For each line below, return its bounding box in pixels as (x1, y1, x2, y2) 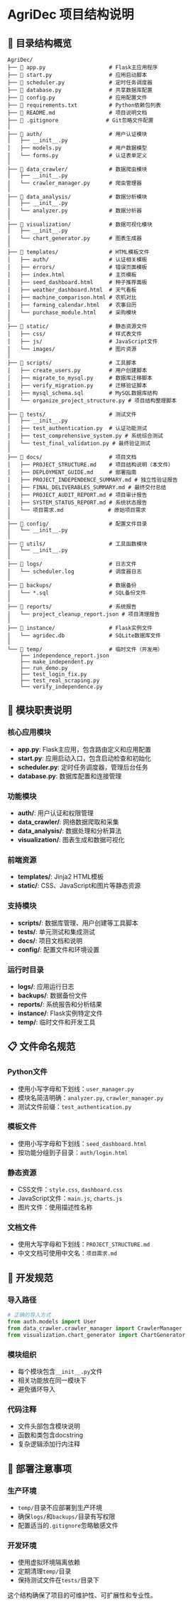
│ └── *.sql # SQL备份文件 (7, 589, 147, 597)
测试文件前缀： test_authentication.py (17, 1102, 132, 1111)
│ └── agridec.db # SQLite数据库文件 (7, 632, 161, 639)
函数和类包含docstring (17, 1431, 84, 1439)
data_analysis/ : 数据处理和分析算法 (17, 826, 122, 835)
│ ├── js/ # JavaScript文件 (7, 338, 158, 345)
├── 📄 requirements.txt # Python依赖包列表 (7, 102, 161, 109)
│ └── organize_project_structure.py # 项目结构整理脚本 (7, 397, 177, 404)
